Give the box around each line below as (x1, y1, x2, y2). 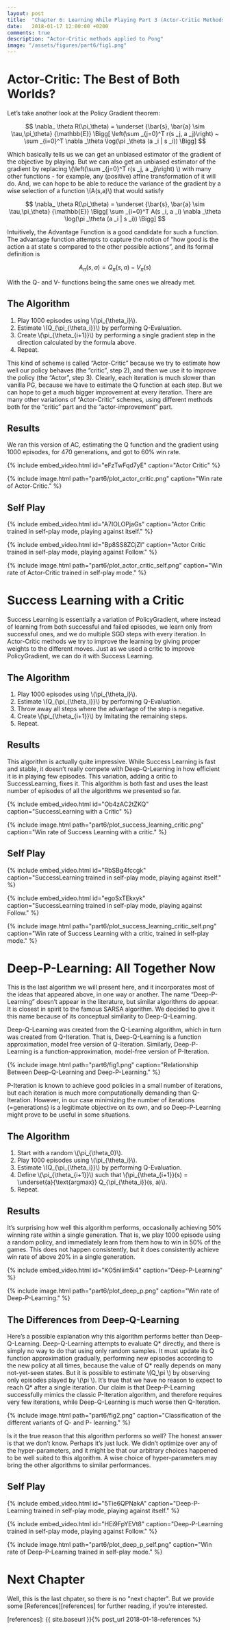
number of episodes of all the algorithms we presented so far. (7, 786, 181, 794)
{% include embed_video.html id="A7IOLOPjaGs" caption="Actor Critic (7, 520, 206, 528)
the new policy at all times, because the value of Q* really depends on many (7, 1361, 222, 1370)
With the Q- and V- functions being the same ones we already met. (7, 278, 196, 286)
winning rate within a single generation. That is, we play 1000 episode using (7, 1231, 221, 1239)
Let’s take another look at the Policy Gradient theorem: (7, 109, 161, 117)
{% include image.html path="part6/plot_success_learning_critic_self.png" (7, 922, 217, 930)
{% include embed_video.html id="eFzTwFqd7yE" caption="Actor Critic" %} (7, 461, 221, 469)
